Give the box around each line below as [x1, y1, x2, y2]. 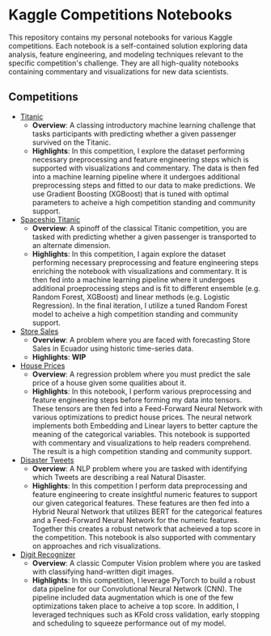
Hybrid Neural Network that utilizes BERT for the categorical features [32, 507, 263, 516]
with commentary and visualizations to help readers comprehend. [32, 438, 252, 448]
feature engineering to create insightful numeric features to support [32, 489, 258, 499]
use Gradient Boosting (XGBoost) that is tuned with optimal [32, 188, 229, 199]
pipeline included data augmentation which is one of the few [32, 592, 234, 602]
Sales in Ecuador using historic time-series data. [32, 343, 194, 353]
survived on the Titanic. [32, 137, 112, 147]
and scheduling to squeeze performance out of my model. [32, 618, 227, 628]
